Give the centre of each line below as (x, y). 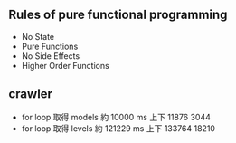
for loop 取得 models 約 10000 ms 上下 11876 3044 (116, 117)
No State (38, 36)
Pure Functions (50, 46)
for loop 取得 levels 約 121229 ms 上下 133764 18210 (118, 128)
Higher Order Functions (65, 65)
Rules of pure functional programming (118, 15)
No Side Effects (51, 56)
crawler (31, 94)
